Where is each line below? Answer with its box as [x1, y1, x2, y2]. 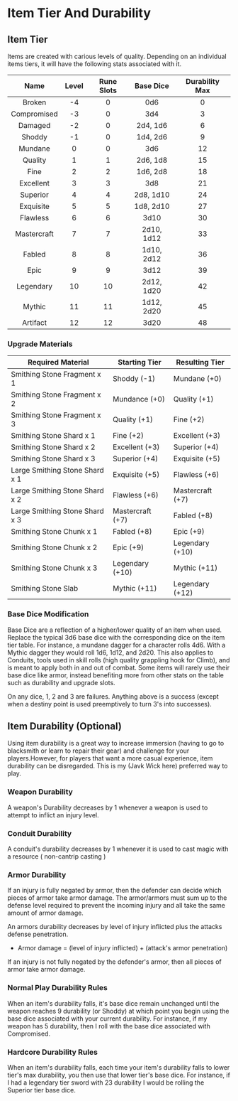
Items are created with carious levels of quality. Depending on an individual [7, 52, 227, 60]
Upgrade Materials [7, 339, 73, 349]
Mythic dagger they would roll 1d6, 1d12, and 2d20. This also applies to [7, 648, 214, 657]
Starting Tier [118, 358, 161, 367]
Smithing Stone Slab [11, 584, 79, 594]
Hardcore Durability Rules [7, 1047, 98, 1057]
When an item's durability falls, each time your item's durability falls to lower [7, 1063, 230, 1071]
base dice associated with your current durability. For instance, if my [7, 1014, 208, 1023]
